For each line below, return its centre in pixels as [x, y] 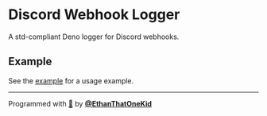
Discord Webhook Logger [94, 15]
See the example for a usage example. [71, 80]
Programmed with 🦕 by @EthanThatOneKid [80, 103]
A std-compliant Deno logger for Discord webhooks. [94, 37]
